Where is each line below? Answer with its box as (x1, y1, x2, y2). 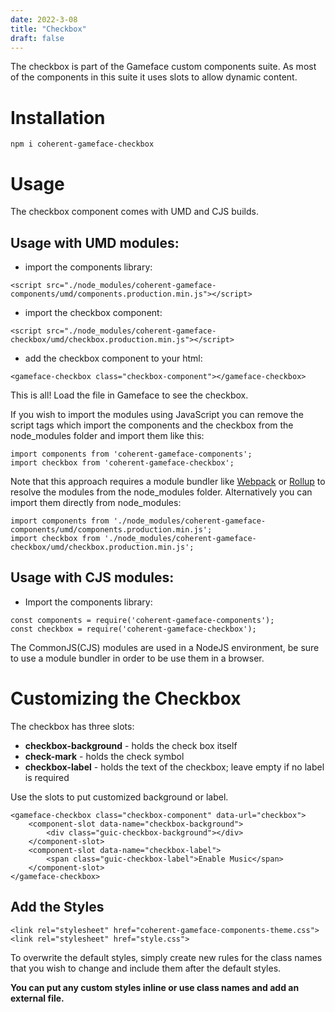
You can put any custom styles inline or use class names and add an (10, 981, 300, 993)
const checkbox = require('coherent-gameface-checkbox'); (10, 624, 257, 634)
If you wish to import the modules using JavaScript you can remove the (10, 409, 305, 421)
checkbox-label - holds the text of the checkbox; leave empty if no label (24, 761, 325, 773)
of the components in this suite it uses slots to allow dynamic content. (10, 71, 298, 83)
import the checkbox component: (24, 307, 163, 319)
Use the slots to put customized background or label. (10, 791, 229, 803)
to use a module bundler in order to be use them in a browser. (10, 652, 265, 664)
